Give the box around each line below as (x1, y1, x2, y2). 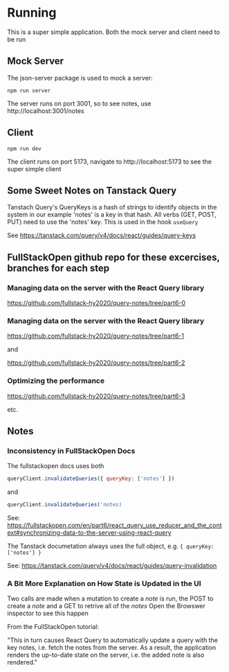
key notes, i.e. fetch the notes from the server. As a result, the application (7, 644, 217, 652)
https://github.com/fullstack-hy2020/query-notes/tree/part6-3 (7, 392, 185, 400)
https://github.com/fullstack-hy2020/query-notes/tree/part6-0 (7, 299, 185, 307)
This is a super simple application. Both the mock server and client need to (7, 28, 220, 36)
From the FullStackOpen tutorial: (7, 623, 99, 631)
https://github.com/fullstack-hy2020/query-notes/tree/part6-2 (7, 359, 185, 367)
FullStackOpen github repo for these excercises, (7, 251, 220, 263)
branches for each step (7, 262, 110, 274)
